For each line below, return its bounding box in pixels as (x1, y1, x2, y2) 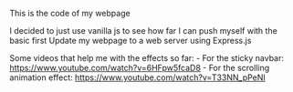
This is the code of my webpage (9, 8, 131, 18)
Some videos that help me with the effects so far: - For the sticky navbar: (9, 53, 285, 63)
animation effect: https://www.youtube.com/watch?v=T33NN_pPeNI (9, 72, 267, 83)
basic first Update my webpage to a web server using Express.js (9, 36, 252, 46)
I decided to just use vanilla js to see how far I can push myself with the (9, 26, 278, 36)
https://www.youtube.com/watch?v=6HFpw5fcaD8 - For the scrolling (9, 63, 270, 73)
